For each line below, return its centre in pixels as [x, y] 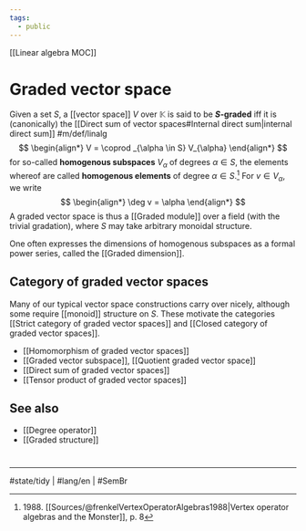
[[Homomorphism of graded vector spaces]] [106, 350]
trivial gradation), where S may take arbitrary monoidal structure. [131, 225]
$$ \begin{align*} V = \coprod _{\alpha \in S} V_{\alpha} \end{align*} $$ [153, 148]
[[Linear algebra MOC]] [53, 52]
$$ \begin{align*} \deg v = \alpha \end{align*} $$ [153, 202]
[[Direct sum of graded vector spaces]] [96, 370]
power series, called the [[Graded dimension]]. [97, 253]
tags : [20, 18]
